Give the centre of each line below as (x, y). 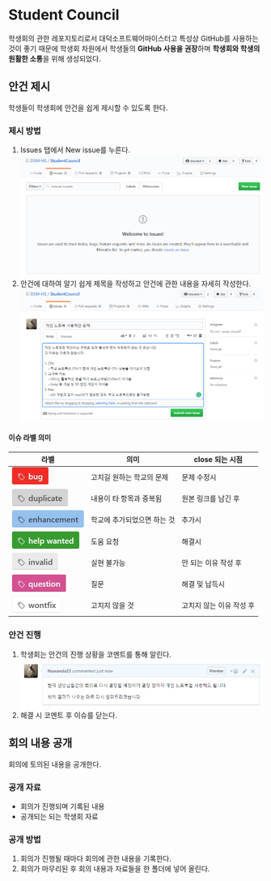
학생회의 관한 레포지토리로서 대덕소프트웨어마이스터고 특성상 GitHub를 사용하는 (133, 38)
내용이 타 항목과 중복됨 (127, 498)
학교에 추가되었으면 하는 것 (133, 520)
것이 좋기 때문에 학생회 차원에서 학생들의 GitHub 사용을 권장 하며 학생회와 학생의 (134, 48)
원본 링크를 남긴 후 (211, 498)
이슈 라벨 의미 (30, 438)
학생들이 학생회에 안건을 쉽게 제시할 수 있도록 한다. (88, 108)
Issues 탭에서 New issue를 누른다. (75, 150)
